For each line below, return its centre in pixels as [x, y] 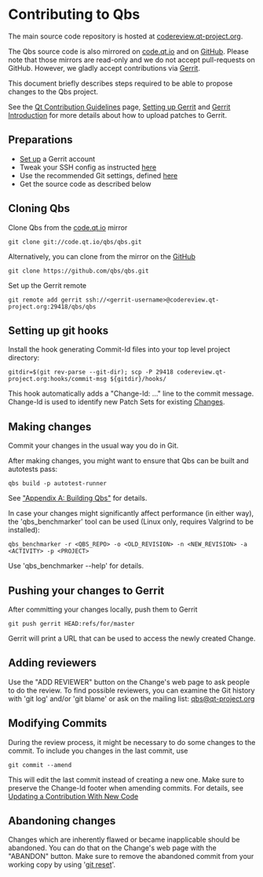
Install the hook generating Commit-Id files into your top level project [119, 349]
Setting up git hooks [58, 330]
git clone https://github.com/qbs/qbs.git [79, 271]
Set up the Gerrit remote [47, 285]
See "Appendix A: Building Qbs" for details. [78, 498]
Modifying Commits [58, 724]
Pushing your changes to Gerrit [86, 590]
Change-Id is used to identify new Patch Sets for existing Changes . [117, 402]
